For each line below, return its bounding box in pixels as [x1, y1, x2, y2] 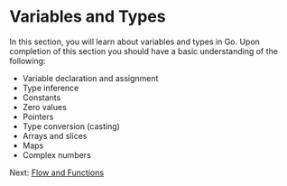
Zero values [22, 101, 68, 112]
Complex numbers [22, 149, 92, 160]
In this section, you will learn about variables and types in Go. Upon [9, 36, 260, 47]
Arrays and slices [22, 130, 88, 141]
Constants [22, 92, 61, 103]
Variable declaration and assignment [22, 72, 159, 83]
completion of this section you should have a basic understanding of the [9, 45, 278, 56]
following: [9, 55, 46, 66]
